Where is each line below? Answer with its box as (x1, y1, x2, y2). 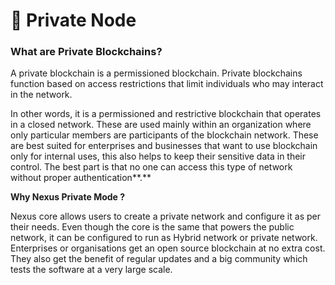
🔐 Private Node (10, 9, 137, 32)
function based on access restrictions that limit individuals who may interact (10, 78, 324, 90)
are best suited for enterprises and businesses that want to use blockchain (10, 140, 318, 152)
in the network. (10, 89, 73, 101)
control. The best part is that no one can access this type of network (10, 161, 293, 173)
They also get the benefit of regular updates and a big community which (10, 253, 308, 265)
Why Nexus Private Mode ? (10, 191, 126, 203)
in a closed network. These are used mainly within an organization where (10, 119, 312, 131)
